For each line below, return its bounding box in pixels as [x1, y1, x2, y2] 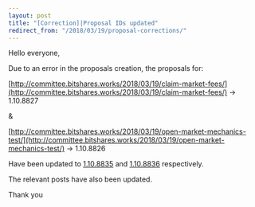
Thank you [8, 190, 44, 200]
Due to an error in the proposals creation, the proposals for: [8, 64, 204, 73]
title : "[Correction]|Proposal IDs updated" [8, 19, 159, 27]
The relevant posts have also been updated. [8, 174, 153, 184]
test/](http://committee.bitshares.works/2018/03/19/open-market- [8, 135, 225, 145]
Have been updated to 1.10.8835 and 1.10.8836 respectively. [8, 159, 205, 169]
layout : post [8, 11, 52, 20]
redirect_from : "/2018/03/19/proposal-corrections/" [8, 26, 187, 34]
